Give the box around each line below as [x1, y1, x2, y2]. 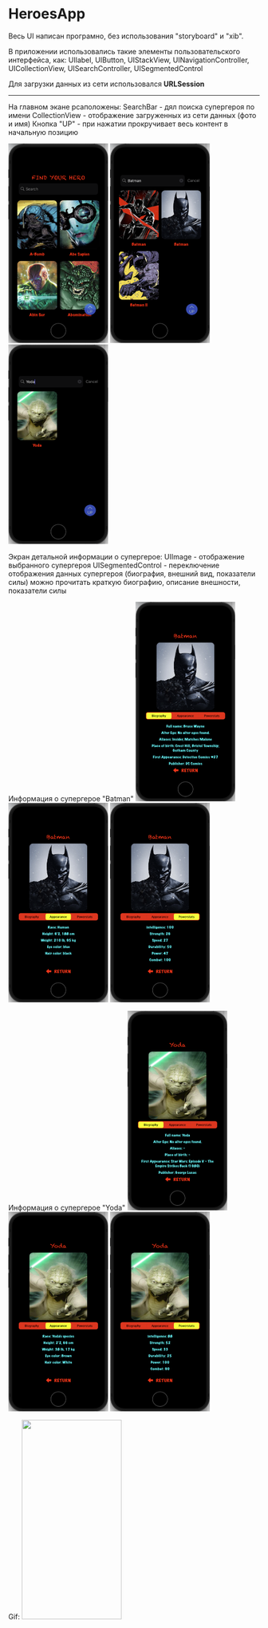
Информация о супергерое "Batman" [8, 793, 134, 803]
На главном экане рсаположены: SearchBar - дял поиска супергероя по [8, 101, 255, 112]
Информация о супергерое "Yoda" [8, 1203, 126, 1212]
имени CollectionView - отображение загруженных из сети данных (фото [8, 110, 257, 120]
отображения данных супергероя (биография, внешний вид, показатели [8, 568, 256, 579]
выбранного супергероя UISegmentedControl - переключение [8, 560, 220, 570]
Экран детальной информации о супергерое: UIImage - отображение [8, 551, 245, 561]
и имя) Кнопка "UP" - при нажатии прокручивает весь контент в [8, 119, 229, 128]
